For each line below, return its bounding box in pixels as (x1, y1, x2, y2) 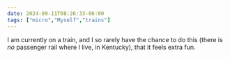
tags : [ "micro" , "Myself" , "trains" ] (7, 17, 111, 23)
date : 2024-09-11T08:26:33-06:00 (7, 10, 105, 17)
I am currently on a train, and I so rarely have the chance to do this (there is (7, 35, 223, 43)
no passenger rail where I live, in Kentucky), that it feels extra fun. (7, 43, 196, 51)
